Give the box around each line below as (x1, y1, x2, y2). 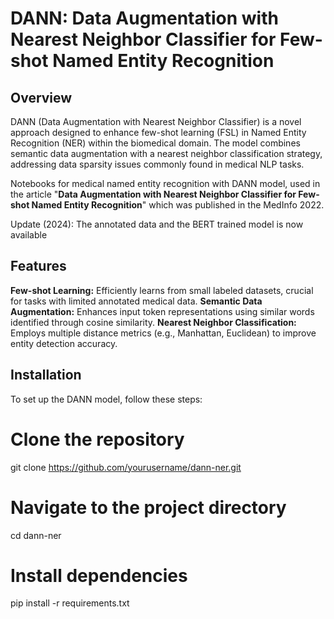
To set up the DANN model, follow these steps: (10, 393, 203, 405)
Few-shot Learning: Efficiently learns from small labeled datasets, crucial (10, 284, 314, 296)
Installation (10, 367, 82, 384)
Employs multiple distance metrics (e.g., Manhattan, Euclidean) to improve (10, 327, 317, 339)
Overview (10, 89, 73, 106)
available (10, 229, 48, 241)
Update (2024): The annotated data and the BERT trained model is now (10, 218, 304, 230)
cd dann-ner (10, 529, 62, 541)
